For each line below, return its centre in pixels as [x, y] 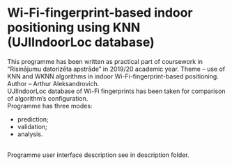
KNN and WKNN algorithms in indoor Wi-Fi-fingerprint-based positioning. [113, 76]
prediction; [33, 119]
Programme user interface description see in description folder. [98, 155]
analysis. [30, 134]
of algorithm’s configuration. [48, 98]
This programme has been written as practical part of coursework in [105, 61]
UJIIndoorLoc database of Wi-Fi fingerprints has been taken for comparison [116, 91]
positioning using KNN [74, 27]
